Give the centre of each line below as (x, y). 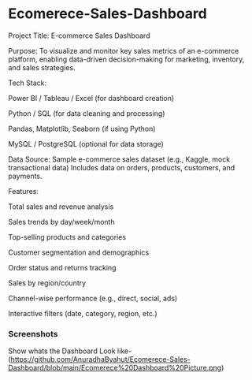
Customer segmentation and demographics (79, 252)
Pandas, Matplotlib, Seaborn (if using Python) (82, 129)
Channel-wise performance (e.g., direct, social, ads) (93, 298)
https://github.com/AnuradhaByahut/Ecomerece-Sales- (101, 360)
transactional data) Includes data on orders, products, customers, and (122, 167)
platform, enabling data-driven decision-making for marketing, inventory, (126, 59)
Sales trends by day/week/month (62, 222)
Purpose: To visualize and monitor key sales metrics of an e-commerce (124, 50)
